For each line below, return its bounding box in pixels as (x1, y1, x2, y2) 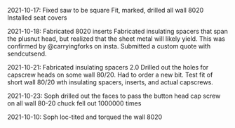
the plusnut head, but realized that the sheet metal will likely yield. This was (7, 34, 226, 43)
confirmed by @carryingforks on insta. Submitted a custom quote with (7, 42, 211, 50)
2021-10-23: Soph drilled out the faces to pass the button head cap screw (7, 91, 221, 100)
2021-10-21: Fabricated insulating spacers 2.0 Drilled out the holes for (7, 63, 209, 71)
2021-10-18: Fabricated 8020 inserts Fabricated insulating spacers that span (7, 27, 228, 35)
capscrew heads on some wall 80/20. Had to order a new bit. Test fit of (7, 70, 213, 79)
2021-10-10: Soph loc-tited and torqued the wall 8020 (7, 113, 163, 121)
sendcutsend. (7, 49, 47, 58)
